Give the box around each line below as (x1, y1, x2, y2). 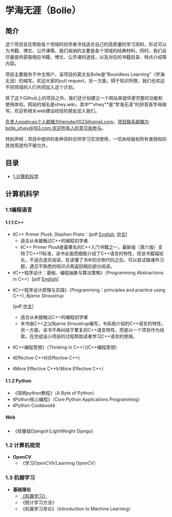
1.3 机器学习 (5, 474, 35, 481)
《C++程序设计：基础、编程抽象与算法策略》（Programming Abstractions (12, 270, 164, 276)
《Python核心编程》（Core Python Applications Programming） (12, 396, 143, 402)
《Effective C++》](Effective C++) (12, 355, 80, 361)
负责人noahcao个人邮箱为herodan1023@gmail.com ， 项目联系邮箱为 (5, 119, 149, 124)
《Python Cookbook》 (12, 402, 55, 408)
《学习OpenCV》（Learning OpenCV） (20, 460, 99, 466)
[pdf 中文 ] (12, 303, 34, 310)
